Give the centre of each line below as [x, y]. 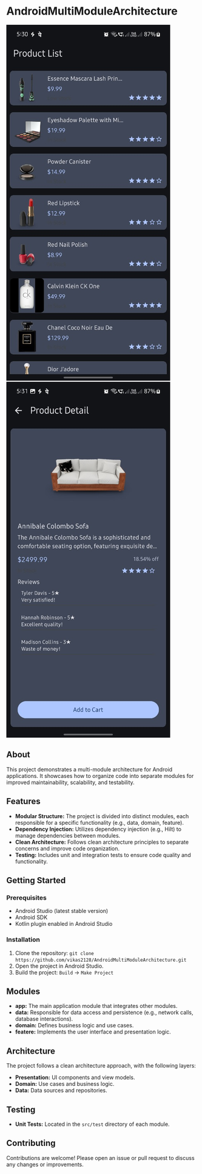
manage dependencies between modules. [68, 835]
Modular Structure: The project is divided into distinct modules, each [102, 816]
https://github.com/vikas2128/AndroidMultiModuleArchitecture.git [101, 960]
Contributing [31, 1143]
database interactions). [44, 1019]
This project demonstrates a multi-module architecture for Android [89, 769]
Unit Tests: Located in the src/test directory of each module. [92, 1124]
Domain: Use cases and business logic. [65, 1084]
